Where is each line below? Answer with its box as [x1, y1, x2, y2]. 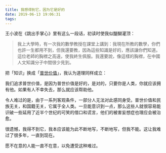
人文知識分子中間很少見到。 [17, 60, 74, 66]
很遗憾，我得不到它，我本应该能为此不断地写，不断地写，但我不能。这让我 [5, 126, 157, 132]
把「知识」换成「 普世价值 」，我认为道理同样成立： [5, 70, 107, 76]
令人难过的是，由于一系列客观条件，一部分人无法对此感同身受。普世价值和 [5, 97, 157, 103]
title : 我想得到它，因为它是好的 [5, 7, 65, 12]
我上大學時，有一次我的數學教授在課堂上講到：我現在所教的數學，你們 [17, 41, 161, 47]
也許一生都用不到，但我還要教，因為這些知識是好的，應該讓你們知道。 [17, 47, 161, 53]
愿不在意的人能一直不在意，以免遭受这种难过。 [5, 143, 100, 149]
